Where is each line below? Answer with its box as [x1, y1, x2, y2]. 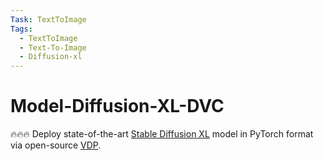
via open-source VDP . [10, 139, 102, 151]
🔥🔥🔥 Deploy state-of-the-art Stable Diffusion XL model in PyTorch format [10, 128, 314, 140]
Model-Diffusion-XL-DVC [10, 95, 225, 118]
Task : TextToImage [10, 14, 87, 25]
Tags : [10, 24, 33, 34]
